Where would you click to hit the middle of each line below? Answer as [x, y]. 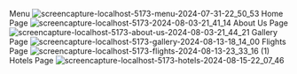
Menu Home [146, 14]
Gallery [264, 32]
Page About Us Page [148, 23]
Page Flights [148, 41]
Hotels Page [31, 60]
